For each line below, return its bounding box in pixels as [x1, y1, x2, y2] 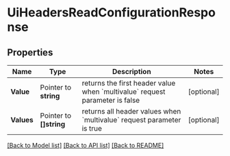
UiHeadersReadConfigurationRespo [7, 5, 216, 21]
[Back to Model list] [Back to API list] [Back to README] [7, 142, 164, 149]
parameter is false [81, 96, 140, 105]
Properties [7, 47, 53, 58]
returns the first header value [81, 79, 176, 88]
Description [112, 67, 152, 76]
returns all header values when [81, 107, 181, 116]
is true [81, 124, 103, 133]
